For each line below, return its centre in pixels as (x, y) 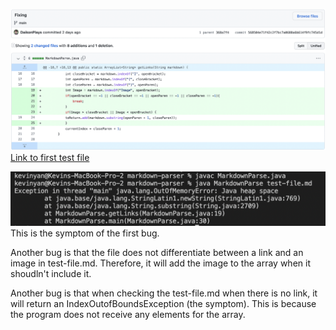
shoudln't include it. (51, 273)
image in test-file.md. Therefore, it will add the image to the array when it (160, 263)
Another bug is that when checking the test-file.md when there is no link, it (164, 293)
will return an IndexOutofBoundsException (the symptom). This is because (163, 303)
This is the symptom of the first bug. (85, 233)
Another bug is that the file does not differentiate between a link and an (157, 252)
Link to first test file (50, 157)
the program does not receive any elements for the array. (128, 314)
